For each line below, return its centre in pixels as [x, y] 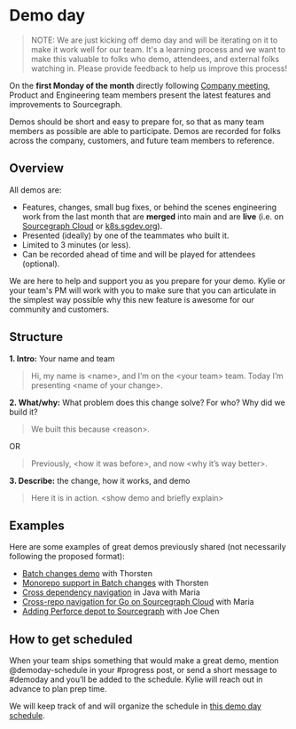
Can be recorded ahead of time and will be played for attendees [139, 254]
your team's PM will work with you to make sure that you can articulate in [143, 290]
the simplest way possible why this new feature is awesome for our [132, 299]
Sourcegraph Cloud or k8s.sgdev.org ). [92, 226]
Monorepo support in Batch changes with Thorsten [115, 583]
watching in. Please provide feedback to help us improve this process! [159, 68]
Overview [37, 168]
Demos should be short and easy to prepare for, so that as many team [137, 122]
